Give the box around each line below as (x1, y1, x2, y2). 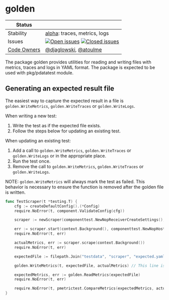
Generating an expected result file (5, 84, 115, 93)
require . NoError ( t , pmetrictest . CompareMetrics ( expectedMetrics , (14, 286, 154, 291)
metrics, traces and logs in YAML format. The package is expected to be (5, 64, 155, 70)
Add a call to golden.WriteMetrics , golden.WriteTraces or (12, 147, 132, 154)
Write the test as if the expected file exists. (12, 122, 102, 128)
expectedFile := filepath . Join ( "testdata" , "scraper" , (14, 254, 132, 259)
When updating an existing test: (5, 137, 71, 143)
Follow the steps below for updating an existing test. (12, 128, 121, 134)
